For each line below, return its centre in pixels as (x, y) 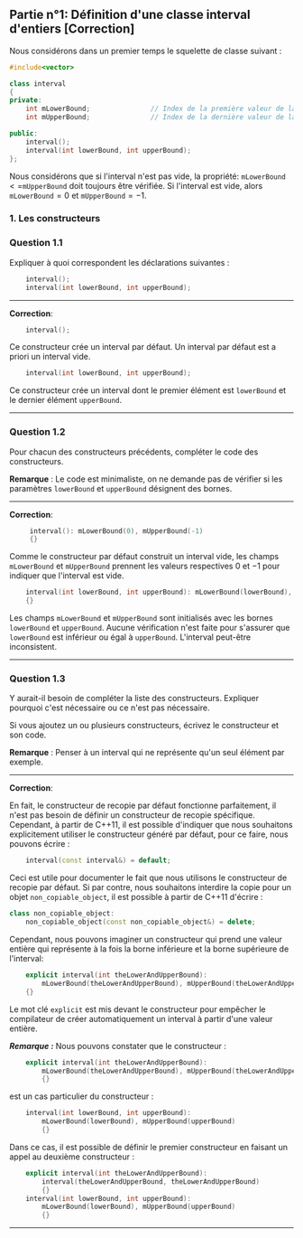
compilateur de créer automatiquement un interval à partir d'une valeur (141, 1018)
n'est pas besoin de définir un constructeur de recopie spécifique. (132, 815)
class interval (38, 84)
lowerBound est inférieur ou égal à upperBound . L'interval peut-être (130, 637)
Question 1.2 (37, 432)
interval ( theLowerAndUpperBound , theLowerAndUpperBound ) (151, 1182)
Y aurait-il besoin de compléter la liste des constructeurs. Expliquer (134, 699)
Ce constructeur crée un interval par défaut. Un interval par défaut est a (143, 347)
